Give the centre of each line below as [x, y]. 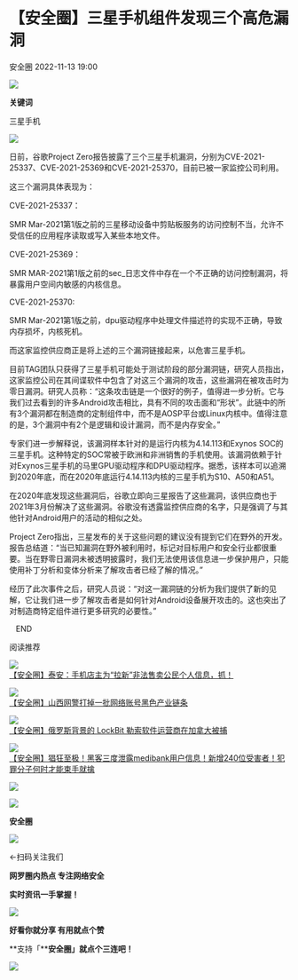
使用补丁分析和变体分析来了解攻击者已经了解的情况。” [106, 570]
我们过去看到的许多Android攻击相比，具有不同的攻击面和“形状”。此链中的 [144, 402]
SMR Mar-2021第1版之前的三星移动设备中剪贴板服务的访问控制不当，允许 [143, 224]
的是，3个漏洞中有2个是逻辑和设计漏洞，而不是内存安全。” [115, 424]
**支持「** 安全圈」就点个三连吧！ [72, 948]
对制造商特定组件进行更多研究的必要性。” [83, 611]
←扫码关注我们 [36, 857]
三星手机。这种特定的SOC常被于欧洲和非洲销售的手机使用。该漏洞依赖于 [142, 454]
